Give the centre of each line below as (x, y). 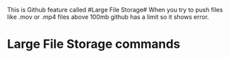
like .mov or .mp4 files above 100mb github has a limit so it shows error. (108, 17)
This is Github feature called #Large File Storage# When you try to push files (115, 10)
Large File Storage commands (94, 44)
